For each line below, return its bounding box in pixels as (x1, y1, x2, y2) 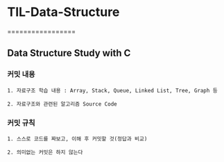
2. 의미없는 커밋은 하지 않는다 (7, 149, 83, 156)
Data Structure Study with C (7, 47, 131, 59)
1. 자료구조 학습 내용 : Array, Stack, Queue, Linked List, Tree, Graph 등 (7, 87, 218, 94)
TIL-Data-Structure (7, 4, 120, 20)
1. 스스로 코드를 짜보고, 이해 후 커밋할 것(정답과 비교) (7, 135, 148, 143)
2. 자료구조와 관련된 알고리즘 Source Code (7, 100, 117, 108)
